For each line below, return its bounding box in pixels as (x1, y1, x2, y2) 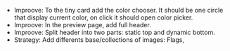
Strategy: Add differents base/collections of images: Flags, (13, 36, 185, 44)
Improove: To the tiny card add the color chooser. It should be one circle (13, 6, 224, 14)
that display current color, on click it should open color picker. (13, 13, 193, 22)
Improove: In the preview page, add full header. (13, 21, 151, 29)
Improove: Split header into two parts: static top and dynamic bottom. (13, 28, 216, 36)
